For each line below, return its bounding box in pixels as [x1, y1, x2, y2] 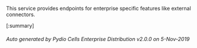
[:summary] [6, 23, 34, 29]
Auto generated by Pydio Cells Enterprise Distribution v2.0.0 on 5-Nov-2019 [6, 35, 190, 42]
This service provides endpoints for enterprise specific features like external [6, 5, 191, 12]
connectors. [6, 11, 35, 18]
